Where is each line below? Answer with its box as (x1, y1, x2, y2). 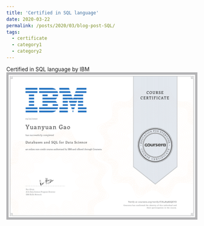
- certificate (12, 35, 47, 42)
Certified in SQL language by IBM (6, 65, 90, 73)
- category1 (12, 42, 42, 48)
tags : (6, 29, 20, 35)
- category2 (12, 48, 42, 55)
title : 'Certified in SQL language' (6, 10, 99, 16)
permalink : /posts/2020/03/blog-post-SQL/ (6, 22, 115, 28)
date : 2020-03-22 (6, 16, 50, 22)
